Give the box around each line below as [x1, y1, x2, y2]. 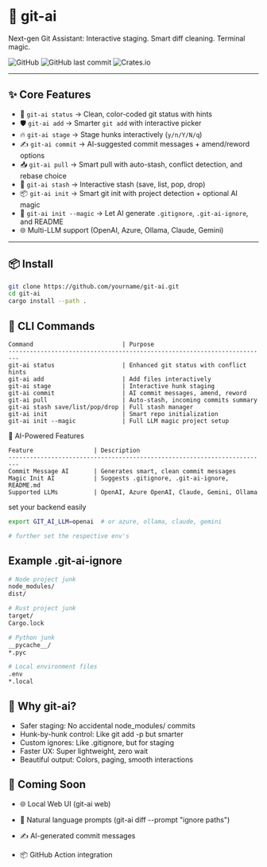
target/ [8, 612, 34, 620]
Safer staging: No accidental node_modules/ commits [19, 720, 196, 730]
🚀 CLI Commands [8, 319, 95, 333]
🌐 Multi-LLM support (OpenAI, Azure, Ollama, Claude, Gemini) [19, 225, 224, 234]
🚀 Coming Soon [8, 778, 86, 791]
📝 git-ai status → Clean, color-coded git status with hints [19, 109, 213, 119]
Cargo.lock [8, 619, 44, 627]
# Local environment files [8, 663, 98, 671]
